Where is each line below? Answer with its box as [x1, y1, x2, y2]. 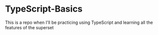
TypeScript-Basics [5, 3, 83, 15]
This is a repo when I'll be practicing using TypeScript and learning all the [5, 19, 153, 25]
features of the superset [5, 24, 54, 30]
